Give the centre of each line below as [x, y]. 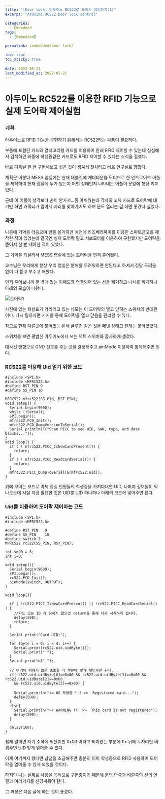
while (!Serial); [27, 412]
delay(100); [22, 727]
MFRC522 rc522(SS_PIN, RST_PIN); [39, 543]
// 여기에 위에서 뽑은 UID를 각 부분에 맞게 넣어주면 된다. [62, 670]
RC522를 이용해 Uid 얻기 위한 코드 [44, 367]
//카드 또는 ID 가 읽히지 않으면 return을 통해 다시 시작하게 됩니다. [76, 613]
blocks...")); [20, 434]
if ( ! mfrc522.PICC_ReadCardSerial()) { [53, 459]
